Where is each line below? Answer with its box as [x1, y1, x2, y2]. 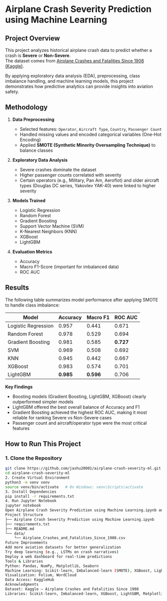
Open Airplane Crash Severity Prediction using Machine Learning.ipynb [5, 508, 157, 513]
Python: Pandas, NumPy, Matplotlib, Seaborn [5, 563, 99, 569]
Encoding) [19, 136, 41, 143]
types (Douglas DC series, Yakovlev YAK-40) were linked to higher [19, 182, 156, 188]
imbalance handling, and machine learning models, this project [5, 78, 134, 84]
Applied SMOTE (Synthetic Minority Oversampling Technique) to [19, 142, 156, 148]
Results [5, 284, 29, 292]
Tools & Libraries [5, 559, 43, 564]
